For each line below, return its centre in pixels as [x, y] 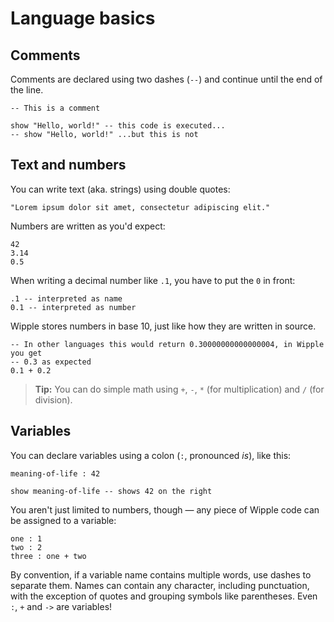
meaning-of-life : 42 [55, 473]
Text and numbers [68, 165]
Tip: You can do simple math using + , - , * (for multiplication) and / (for [179, 389]
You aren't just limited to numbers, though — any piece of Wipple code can [165, 509]
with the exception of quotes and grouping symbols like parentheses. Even [164, 596]
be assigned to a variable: [63, 520]
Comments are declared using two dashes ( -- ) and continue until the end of [166, 79]
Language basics [83, 18]
